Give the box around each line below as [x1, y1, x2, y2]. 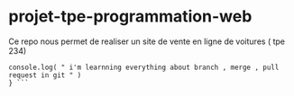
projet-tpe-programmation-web [8, 6, 253, 27]
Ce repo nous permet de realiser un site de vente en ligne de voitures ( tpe [8, 36, 286, 47]
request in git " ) [8, 70, 82, 80]
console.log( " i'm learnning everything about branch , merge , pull [8, 63, 280, 72]
